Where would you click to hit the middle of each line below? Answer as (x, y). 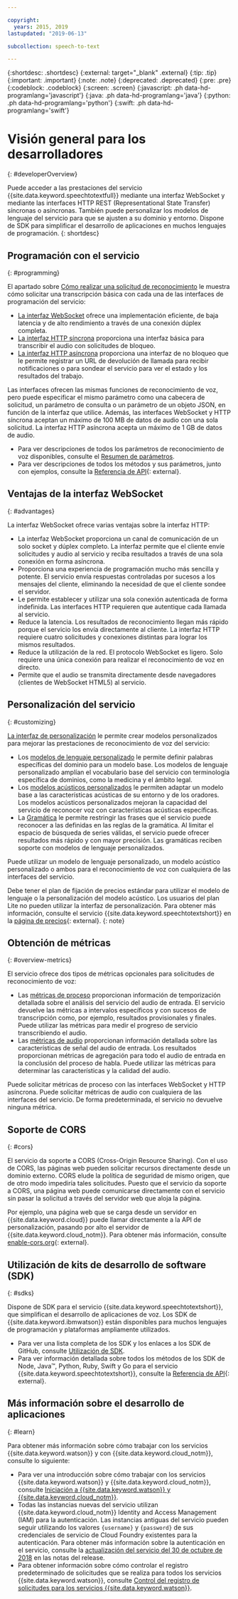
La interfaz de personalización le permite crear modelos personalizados (113, 735)
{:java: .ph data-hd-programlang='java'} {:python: (158, 95)
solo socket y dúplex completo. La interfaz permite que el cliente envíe (121, 546)
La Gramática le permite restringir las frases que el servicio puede (114, 817)
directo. (29, 667)
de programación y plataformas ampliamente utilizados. (89, 1330)
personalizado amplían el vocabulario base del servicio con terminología (124, 772)
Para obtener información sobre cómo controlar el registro (103, 1565)
